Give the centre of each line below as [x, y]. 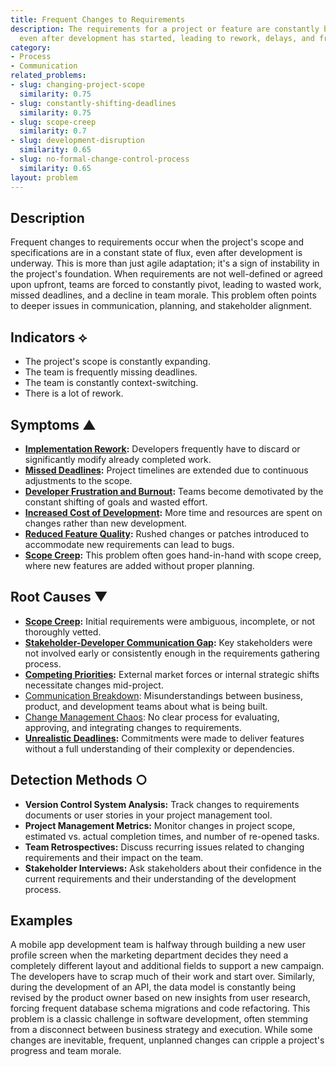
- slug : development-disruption [77, 141]
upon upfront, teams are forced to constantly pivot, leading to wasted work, [166, 285]
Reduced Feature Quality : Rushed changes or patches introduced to [167, 533]
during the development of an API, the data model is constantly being [153, 987]
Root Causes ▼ [59, 597]
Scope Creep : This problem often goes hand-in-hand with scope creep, [173, 555]
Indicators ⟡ [49, 337]
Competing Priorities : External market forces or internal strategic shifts [172, 674]
